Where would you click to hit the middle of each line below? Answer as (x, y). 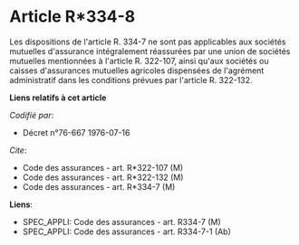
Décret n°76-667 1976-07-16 (76, 132)
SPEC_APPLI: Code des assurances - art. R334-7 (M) (122, 221)
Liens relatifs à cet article (58, 98)
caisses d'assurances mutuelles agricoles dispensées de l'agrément (137, 71)
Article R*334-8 (72, 17)
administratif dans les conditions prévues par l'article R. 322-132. (131, 80)
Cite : (18, 150)
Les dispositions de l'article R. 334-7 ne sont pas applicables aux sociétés (148, 42)
